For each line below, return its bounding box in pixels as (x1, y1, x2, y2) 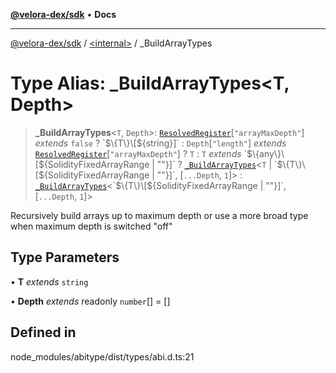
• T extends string (10, 275, 89, 288)
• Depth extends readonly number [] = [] (10, 295, 171, 307)
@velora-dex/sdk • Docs (10, 9, 117, 20)
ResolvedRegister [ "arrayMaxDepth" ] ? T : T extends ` (34, 147, 248, 159)
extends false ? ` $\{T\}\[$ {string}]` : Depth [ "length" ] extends (34, 137, 287, 149)
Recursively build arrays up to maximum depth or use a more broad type (10, 209, 309, 221)
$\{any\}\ (246, 147, 285, 159)
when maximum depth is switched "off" (10, 220, 173, 232)
